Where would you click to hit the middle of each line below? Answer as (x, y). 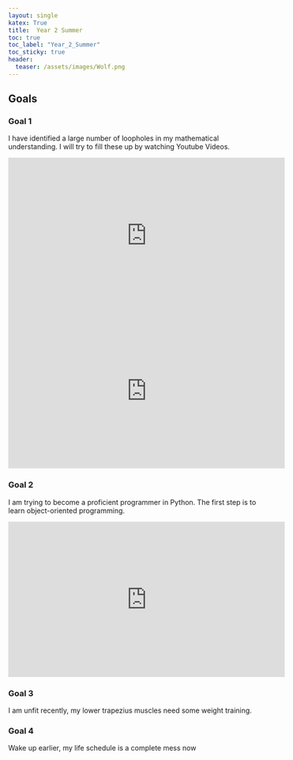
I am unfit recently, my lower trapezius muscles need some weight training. (130, 710)
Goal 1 (20, 122)
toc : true (24, 37)
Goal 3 (21, 693)
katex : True (28, 23)
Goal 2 (21, 485)
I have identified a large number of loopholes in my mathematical (114, 138)
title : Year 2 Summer (45, 30)
